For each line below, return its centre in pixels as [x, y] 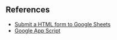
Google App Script [37, 30]
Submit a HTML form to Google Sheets [62, 24]
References [28, 10]
